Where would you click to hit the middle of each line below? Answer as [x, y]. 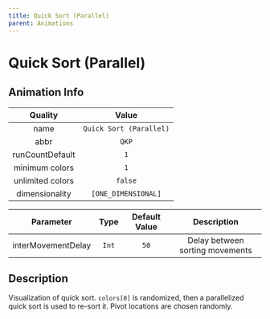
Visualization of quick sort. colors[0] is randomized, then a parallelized [126, 298]
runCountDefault [44, 155]
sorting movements [216, 250]
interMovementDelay [52, 245]
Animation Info [46, 93]
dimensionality [43, 193]
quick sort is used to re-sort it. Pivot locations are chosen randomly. [121, 306]
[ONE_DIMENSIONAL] [127, 194]
